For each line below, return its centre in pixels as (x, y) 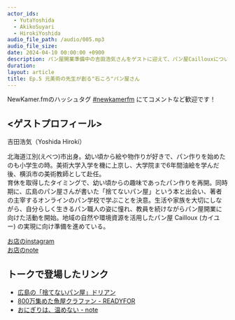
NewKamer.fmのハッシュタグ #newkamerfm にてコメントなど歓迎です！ (112, 99)
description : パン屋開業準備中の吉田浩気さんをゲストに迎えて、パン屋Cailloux (111, 59)
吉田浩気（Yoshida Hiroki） (47, 142)
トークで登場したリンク (58, 274)
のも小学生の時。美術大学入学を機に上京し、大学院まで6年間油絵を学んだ (113, 166)
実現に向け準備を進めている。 (66, 226)
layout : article (31, 72)
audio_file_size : (33, 46)
